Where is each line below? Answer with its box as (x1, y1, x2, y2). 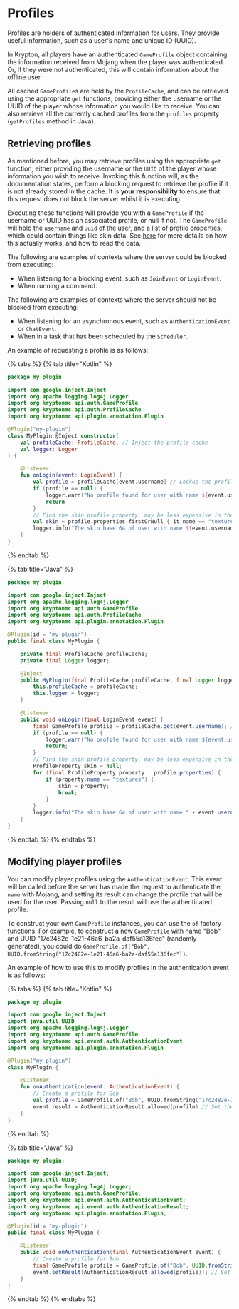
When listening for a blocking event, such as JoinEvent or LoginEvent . (17, 273, 222, 283)
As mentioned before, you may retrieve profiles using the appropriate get (7, 156, 222, 165)
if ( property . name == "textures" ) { (45, 776, 154, 783)
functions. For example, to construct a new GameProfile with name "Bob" (7, 926, 221, 935)
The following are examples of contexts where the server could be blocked (7, 252, 228, 261)
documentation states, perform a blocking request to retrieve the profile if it (7, 179, 229, 188)
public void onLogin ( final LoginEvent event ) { (20, 716, 164, 723)
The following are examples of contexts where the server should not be (7, 295, 217, 304)
